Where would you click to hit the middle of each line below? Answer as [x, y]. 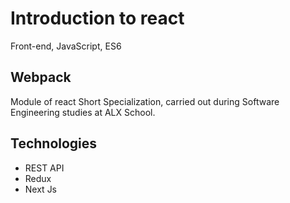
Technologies [54, 143]
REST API [44, 168]
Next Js [41, 189]
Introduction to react [97, 18]
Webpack [41, 77]
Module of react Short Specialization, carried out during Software [145, 101]
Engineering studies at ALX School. [83, 112]
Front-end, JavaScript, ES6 [66, 46]
